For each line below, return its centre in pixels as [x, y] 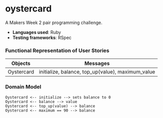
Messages [97, 63]
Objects [21, 63]
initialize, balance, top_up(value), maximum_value [97, 72]
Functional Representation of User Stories [57, 50]
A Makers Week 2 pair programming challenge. [54, 22]
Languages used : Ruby [37, 32]
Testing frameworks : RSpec [42, 37]
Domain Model [23, 87]
